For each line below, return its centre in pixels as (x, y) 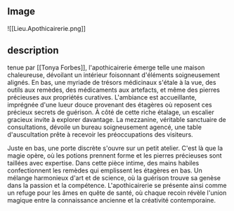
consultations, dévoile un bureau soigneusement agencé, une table (105, 127)
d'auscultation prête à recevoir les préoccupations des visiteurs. (100, 134)
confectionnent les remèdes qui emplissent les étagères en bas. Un (105, 170)
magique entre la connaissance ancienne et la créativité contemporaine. (112, 200)
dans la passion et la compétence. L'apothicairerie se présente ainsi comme (117, 185)
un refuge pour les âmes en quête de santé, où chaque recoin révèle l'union (117, 193)
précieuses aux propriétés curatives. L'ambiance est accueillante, (102, 97)
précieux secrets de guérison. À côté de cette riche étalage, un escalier (111, 112)
